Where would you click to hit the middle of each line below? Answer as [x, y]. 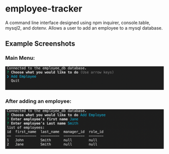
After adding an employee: [38, 101]
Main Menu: [20, 58]
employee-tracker [44, 9]
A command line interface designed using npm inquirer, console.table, [78, 23]
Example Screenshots [40, 44]
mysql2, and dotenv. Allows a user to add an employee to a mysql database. [84, 28]
